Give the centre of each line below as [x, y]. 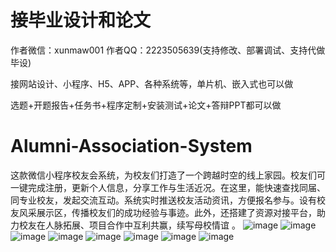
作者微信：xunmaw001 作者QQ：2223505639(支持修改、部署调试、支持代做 [168, 50]
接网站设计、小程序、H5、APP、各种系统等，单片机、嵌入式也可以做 [152, 83]
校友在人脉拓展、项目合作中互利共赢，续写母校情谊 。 [129, 225]
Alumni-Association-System [131, 146]
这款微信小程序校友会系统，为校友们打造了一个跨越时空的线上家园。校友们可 [168, 175]
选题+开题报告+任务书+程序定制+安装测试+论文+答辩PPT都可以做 [146, 105]
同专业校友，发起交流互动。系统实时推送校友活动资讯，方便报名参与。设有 [163, 200]
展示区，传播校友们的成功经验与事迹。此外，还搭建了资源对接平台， [176, 212]
